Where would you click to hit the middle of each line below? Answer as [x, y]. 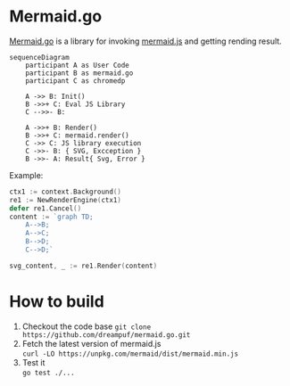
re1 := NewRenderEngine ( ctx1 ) [66, 200]
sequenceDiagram [39, 57]
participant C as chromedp [75, 81]
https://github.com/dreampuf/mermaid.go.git [106, 335]
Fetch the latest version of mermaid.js [91, 343]
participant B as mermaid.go [79, 73]
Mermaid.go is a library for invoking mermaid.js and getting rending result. [146, 41]
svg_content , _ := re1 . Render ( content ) [83, 266]
